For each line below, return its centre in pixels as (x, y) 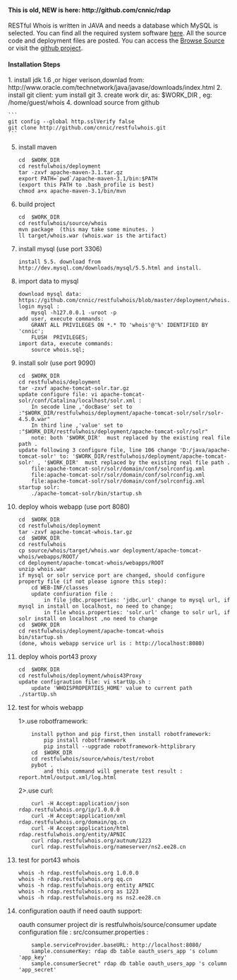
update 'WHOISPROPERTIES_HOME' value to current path (112, 688)
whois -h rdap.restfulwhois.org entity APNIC (86, 886)
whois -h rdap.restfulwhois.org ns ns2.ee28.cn (89, 898)
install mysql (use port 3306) (60, 249)
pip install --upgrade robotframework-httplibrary (120, 746)
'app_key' (33, 958)
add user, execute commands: (61, 319)
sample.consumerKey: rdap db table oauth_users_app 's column (124, 952)
